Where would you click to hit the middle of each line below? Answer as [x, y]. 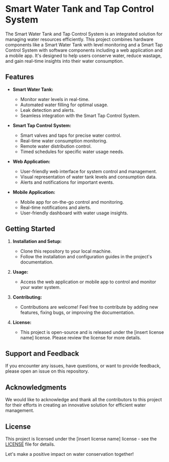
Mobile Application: [34, 192]
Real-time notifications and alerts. [56, 207]
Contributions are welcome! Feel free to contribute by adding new [89, 307]
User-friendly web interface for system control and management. [89, 171]
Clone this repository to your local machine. [66, 251]
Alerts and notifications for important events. [67, 182]
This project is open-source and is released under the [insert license [92, 332]
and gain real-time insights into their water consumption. [65, 61]
